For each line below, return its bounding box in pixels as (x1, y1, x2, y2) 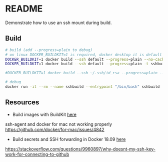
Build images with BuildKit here (12, 111, 76, 117)
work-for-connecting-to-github (5, 151, 69, 157)
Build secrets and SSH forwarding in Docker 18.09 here (12, 136, 126, 142)
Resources (5, 98, 39, 107)
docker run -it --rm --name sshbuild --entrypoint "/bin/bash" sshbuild (5, 84, 160, 89)
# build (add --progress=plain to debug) (5, 47, 93, 53)
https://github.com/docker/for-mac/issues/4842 (5, 126, 105, 132)
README (5, 3, 43, 15)
